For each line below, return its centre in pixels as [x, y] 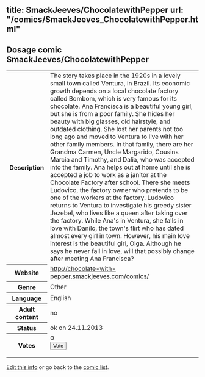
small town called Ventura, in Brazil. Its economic [120, 84]
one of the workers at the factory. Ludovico [112, 198]
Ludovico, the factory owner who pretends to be [119, 190]
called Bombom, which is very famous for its [113, 99]
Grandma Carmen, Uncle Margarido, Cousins [114, 152]
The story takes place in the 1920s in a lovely [115, 76]
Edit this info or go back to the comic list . [58, 367]
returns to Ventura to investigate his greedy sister [120, 206]
